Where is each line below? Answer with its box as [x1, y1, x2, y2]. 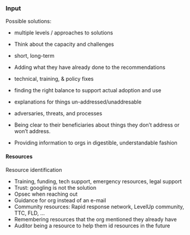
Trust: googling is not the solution [14, 184, 97, 191]
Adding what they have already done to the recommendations [14, 64, 166, 71]
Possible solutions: [5, 18, 52, 25]
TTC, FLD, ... [14, 209, 45, 217]
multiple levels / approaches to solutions [14, 29, 113, 36]
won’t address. [14, 128, 51, 135]
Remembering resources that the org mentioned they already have [14, 215, 177, 223]
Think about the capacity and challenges [14, 40, 114, 48]
